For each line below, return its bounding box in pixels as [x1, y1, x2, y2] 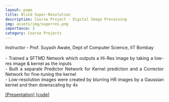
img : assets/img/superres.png [5, 21, 69, 27]
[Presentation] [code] [5, 91, 50, 97]
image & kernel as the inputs [13, 61, 72, 66]
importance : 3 [5, 26, 35, 31]
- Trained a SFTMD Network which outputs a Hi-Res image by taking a [5, 55, 153, 61]
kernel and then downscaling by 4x [5, 82, 78, 88]
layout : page [5, 7, 33, 13]
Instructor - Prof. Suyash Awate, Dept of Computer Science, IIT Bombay [5, 45, 154, 50]
